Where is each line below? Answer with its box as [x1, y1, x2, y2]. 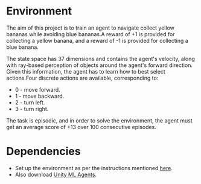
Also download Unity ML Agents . [14, 171, 97, 178]
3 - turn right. [14, 105, 49, 112]
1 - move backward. [14, 92, 65, 100]
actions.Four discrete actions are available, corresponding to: [6, 74, 159, 81]
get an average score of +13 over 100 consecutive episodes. [6, 123, 157, 130]
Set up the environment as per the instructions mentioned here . [14, 164, 173, 171]
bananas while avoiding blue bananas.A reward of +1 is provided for [6, 30, 175, 37]
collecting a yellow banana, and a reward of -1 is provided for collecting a [6, 37, 188, 44]
